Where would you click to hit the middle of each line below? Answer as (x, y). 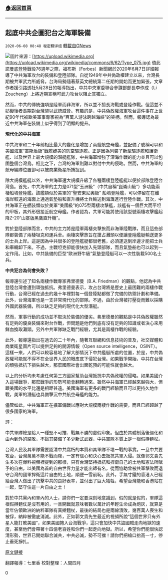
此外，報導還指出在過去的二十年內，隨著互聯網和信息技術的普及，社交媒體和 (84, 340)
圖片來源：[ (22, 57)
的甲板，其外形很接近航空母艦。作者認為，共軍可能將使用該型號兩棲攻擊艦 (82, 212)
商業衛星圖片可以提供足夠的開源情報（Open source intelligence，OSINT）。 (82, 346)
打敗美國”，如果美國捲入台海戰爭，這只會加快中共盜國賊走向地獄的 (87, 523)
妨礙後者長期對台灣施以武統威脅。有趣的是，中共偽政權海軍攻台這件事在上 (82, 111)
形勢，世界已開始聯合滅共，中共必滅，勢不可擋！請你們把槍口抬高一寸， (84, 535)
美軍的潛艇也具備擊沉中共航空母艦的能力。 (57, 395)
